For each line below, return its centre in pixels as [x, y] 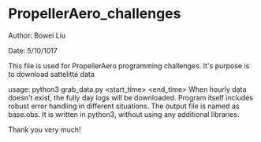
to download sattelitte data [51, 74]
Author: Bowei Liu [37, 35]
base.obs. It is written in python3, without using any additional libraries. [124, 114]
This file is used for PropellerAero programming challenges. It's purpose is [129, 66]
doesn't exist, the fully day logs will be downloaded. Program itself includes [131, 97]
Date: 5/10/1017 [33, 50]
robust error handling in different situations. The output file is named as [124, 106]
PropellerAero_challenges [95, 14]
